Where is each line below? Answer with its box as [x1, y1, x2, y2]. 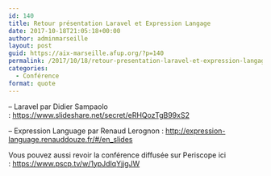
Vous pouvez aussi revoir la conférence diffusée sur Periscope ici [8, 150, 227, 160]
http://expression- [165, 126, 226, 136]
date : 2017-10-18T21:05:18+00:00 [8, 27, 121, 35]
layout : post [8, 42, 52, 50]
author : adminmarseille [8, 34, 89, 43]
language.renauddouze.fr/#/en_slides [8, 134, 133, 144]
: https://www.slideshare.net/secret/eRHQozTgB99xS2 [8, 110, 190, 119]
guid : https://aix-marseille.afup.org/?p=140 [8, 49, 164, 57]
